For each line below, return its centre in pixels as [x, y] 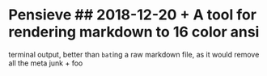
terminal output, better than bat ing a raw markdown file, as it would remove [134, 54]
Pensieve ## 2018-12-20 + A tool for [133, 15]
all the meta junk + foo [46, 63]
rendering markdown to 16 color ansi [134, 32]
